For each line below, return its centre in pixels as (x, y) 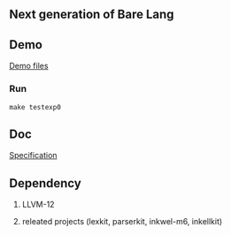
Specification (33, 155)
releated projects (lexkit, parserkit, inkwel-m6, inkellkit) (122, 222)
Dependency (45, 183)
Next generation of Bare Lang (92, 15)
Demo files (29, 66)
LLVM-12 (38, 205)
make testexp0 (35, 107)
